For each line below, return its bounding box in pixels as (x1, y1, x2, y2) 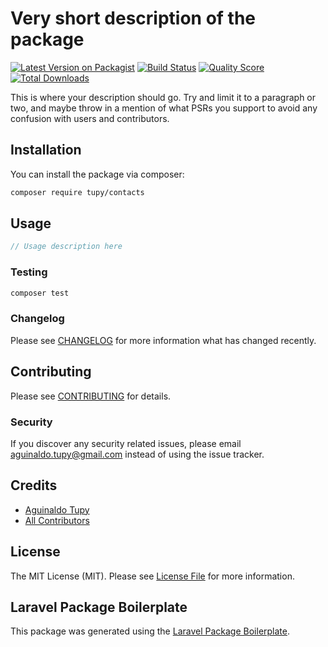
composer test (10, 288, 70, 298)
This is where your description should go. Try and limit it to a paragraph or (10, 91, 317, 103)
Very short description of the (10, 7, 257, 30)
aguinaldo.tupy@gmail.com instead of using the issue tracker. (10, 448, 265, 460)
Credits (10, 477, 58, 494)
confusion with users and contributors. (10, 112, 170, 124)
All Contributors (24, 514, 90, 526)
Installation (10, 142, 82, 159)
